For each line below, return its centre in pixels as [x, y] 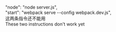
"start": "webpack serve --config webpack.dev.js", [59, 12]
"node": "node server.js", [31, 7]
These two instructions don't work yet [45, 24]
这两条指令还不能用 [25, 18]
